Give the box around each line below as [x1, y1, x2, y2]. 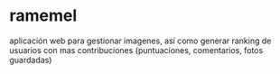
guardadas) [9, 54, 52, 65]
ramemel [9, 5, 78, 26]
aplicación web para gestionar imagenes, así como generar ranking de [9, 35, 272, 46]
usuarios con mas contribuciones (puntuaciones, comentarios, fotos [9, 44, 264, 55]
